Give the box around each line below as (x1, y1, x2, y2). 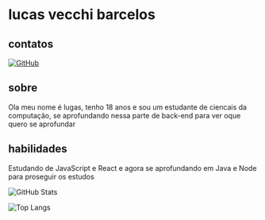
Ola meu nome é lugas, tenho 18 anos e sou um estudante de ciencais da (8, 102, 248, 112)
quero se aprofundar (8, 119, 76, 129)
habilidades (8, 142, 67, 156)
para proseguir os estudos (8, 172, 95, 181)
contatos (8, 37, 54, 51)
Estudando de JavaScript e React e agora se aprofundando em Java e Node (8, 163, 257, 172)
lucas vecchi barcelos (8, 6, 156, 24)
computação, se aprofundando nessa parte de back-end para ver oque (8, 110, 241, 120)
